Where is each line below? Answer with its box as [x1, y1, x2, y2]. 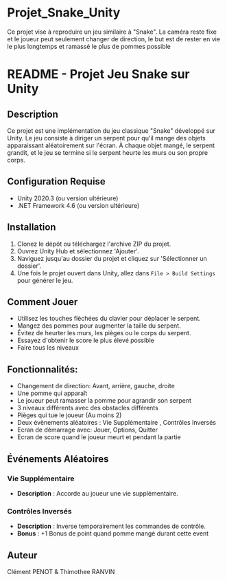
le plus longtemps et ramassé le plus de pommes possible [7, 42, 171, 50]
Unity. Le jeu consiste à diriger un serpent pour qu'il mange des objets [7, 134, 206, 142]
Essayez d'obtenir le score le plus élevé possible [16, 336, 154, 345]
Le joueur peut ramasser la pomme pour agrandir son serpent [16, 397, 192, 405]
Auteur [7, 549, 38, 561]
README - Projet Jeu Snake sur [7, 67, 190, 82]
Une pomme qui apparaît [16, 389, 88, 397]
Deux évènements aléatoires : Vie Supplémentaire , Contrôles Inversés [16, 419, 216, 427]
